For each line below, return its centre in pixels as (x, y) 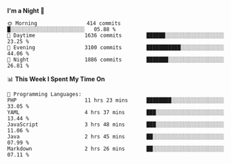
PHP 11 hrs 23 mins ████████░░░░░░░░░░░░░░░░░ (116, 100)
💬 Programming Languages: (44, 94)
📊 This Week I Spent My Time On (56, 79)
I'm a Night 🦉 (26, 11)
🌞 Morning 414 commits (64, 24)
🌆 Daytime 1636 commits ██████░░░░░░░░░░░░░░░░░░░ (116, 35)
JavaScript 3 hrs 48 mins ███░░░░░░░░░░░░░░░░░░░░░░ (116, 125)
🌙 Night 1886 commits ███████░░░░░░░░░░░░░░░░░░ (116, 60)
